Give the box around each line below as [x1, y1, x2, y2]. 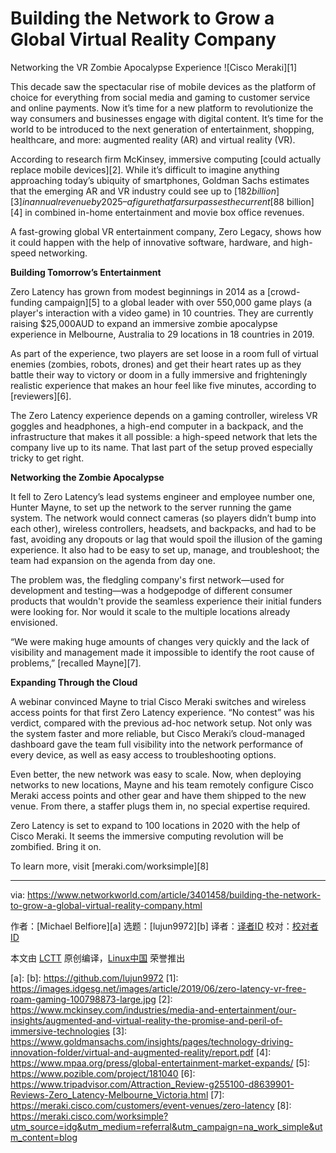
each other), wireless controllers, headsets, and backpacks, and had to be [10, 522, 317, 534]
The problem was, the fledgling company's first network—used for [10, 573, 285, 586]
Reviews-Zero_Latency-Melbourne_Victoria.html [10, 1088, 209, 1101]
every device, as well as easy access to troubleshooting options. [10, 748, 277, 761]
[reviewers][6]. [10, 390, 72, 402]
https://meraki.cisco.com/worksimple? [10, 1110, 169, 1122]
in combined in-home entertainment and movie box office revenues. [24, 206, 305, 218]
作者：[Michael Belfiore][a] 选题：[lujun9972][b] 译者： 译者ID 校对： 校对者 [10, 920, 319, 932]
